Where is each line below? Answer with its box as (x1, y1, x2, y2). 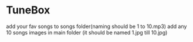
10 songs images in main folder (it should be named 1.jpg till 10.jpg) (6, 29, 168, 36)
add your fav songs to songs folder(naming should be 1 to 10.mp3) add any (6, 23, 187, 30)
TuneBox (6, 3, 50, 17)
